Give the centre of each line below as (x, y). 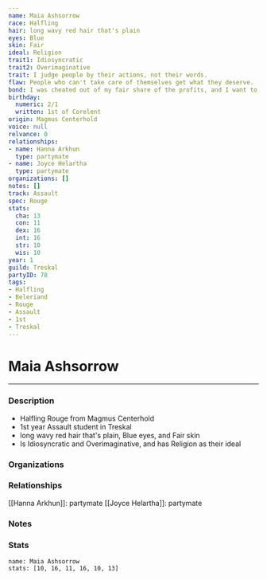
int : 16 (28, 238)
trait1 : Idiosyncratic (46, 61)
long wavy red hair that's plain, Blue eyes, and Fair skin (110, 435)
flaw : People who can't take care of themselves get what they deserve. (131, 82)
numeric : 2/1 (37, 104)
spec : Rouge (28, 201)
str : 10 (28, 245)
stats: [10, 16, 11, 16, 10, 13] (64, 569)
